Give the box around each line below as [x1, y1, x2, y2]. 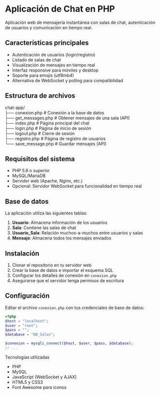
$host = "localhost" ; [5, 319, 49, 323]
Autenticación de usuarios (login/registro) [12, 52, 96, 57]
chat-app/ [5, 105, 25, 110]
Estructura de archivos [5, 91, 76, 100]
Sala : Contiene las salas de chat [12, 225, 77, 231]
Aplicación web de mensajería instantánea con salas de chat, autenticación [5, 19, 156, 25]
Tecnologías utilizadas [5, 354, 50, 360]
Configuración [5, 292, 50, 300]
